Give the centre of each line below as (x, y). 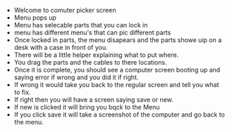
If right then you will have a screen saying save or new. (94, 100)
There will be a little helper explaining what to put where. (96, 55)
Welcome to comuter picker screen (65, 10)
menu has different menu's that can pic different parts (92, 32)
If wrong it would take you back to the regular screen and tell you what (116, 85)
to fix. (22, 92)
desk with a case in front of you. (61, 47)
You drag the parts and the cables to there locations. (90, 62)
